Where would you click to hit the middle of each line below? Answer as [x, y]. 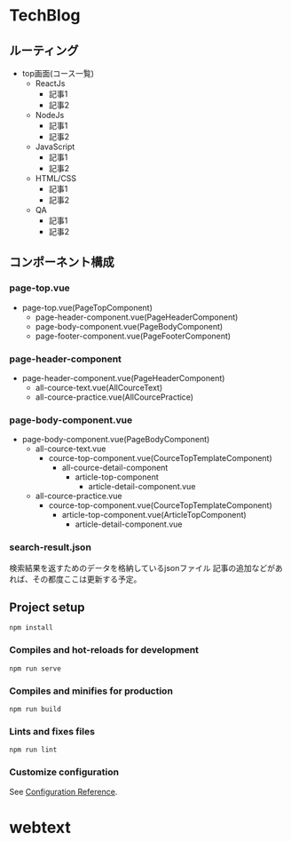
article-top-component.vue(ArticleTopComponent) [154, 515]
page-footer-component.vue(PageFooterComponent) [133, 336]
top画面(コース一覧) [58, 73]
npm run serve [35, 668]
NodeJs [50, 115]
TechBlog [45, 16]
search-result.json [50, 547]
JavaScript [55, 147]
